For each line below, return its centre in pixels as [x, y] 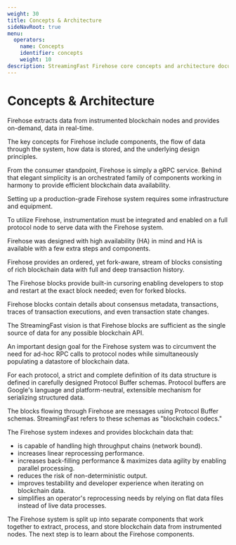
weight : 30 [23, 14]
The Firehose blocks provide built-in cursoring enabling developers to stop [115, 283]
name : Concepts [42, 46]
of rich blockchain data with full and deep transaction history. [96, 269]
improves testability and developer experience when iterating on [110, 483]
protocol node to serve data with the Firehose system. [85, 227]
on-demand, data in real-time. [51, 128]
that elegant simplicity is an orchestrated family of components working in [114, 177]
